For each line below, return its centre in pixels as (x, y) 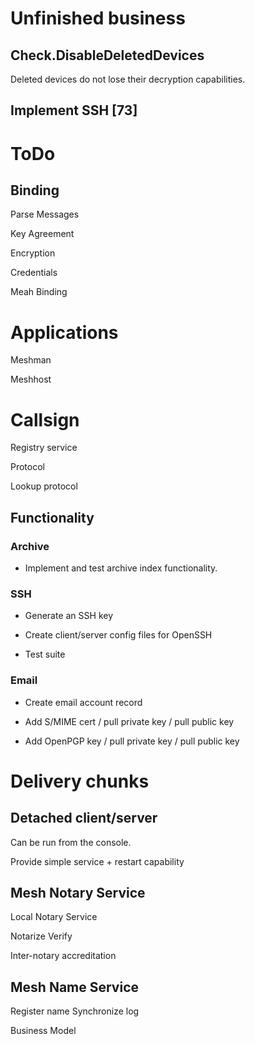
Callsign (45, 419)
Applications (64, 332)
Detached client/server (84, 818)
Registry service (44, 448)
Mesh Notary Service (78, 892)
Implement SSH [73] (74, 110)
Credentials (34, 273)
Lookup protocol (44, 486)
